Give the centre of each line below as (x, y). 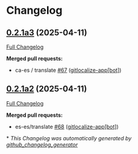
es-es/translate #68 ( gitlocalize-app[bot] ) (67, 126)
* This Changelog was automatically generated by (69, 138)
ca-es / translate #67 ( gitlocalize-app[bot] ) (68, 70)
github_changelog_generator (42, 144)
